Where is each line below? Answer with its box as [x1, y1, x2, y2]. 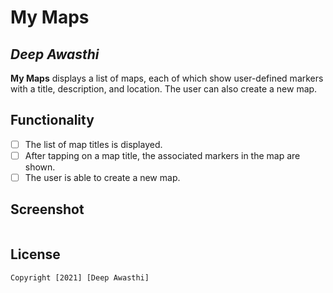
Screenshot [10, 201, 85, 218]
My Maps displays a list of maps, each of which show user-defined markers [10, 72, 324, 84]
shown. [24, 161, 56, 173]
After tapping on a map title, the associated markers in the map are [24, 149, 301, 161]
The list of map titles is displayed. [24, 138, 163, 150]
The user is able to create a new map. [24, 171, 181, 183]
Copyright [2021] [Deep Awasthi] [10, 272, 150, 283]
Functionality [10, 112, 95, 129]
